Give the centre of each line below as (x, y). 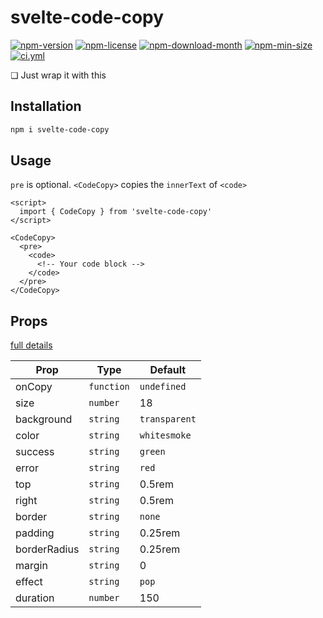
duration (35, 598)
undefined (163, 387)
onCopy (34, 387)
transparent (168, 419)
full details (31, 345)
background (44, 419)
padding (35, 533)
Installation (46, 106)
